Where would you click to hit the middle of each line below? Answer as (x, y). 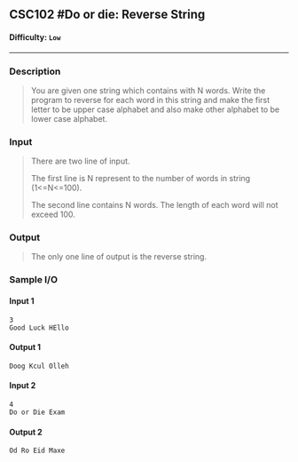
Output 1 (25, 347)
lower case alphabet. (69, 118)
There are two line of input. (80, 161)
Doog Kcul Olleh (39, 366)
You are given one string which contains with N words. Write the (148, 90)
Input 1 (22, 301)
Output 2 (26, 432)
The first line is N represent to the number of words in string (141, 179)
